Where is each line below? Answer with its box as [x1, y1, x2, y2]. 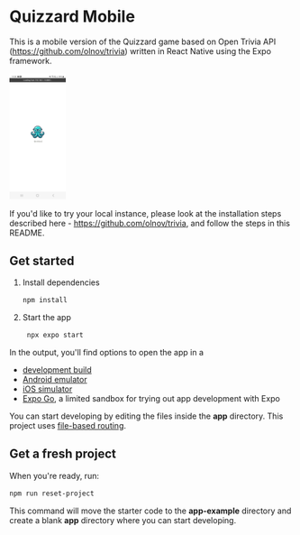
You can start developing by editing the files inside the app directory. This [9, 410, 284, 421]
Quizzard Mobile [9, 6, 135, 27]
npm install [22, 296, 68, 305]
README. [9, 227, 45, 238]
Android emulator [22, 374, 87, 385]
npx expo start [26, 331, 84, 340]
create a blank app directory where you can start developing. [9, 514, 237, 525]
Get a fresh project [9, 447, 117, 462]
